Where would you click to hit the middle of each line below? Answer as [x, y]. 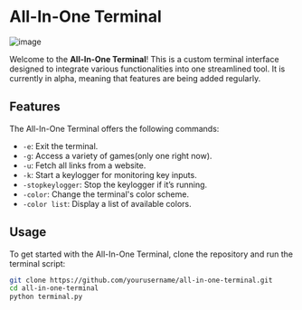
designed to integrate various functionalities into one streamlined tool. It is [147, 69]
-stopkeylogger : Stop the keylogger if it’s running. [115, 184]
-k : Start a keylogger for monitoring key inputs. [109, 174]
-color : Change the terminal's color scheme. [106, 194]
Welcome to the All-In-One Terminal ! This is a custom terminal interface [144, 59]
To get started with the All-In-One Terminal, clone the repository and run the [151, 254]
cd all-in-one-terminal [54, 288]
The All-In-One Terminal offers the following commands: [114, 128]
